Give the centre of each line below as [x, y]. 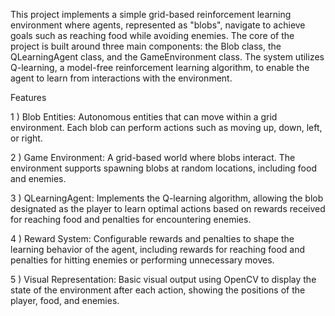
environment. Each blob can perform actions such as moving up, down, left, [166, 127]
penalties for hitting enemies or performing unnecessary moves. [142, 260]
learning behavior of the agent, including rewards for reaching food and [158, 249]
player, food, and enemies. [65, 300]
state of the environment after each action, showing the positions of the [158, 290]
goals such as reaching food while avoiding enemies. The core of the [152, 35]
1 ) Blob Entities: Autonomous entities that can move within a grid [144, 117]
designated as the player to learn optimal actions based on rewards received [168, 208]
